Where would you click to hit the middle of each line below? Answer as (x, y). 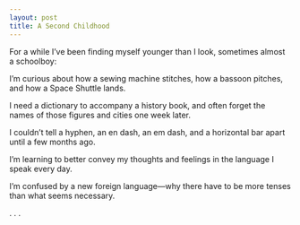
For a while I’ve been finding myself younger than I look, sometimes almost (147, 51)
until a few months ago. (52, 142)
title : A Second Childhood (60, 26)
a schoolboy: (33, 61)
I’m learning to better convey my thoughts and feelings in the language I (142, 159)
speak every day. (41, 169)
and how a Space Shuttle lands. (68, 88)
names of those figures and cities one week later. (100, 115)
